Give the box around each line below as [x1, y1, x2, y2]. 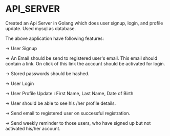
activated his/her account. [5, 125, 60, 131]
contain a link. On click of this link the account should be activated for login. [5, 60, 165, 66]
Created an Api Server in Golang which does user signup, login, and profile [5, 20, 163, 26]
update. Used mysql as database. [5, 25, 76, 31]
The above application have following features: [5, 35, 104, 41]
